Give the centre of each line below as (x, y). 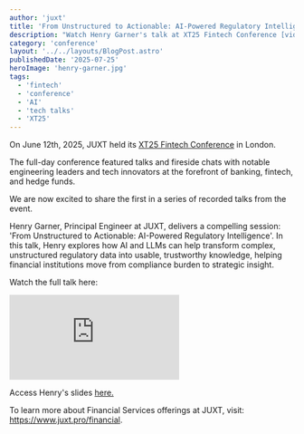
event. (21, 208)
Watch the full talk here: (53, 283)
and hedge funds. (43, 181)
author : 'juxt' (38, 18)
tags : (19, 77)
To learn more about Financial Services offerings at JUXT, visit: (127, 410)
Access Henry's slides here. (62, 393)
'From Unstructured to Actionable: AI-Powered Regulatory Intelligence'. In (146, 236)
